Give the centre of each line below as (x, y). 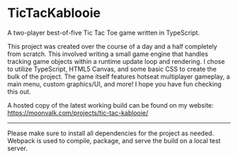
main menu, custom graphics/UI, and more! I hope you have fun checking (114, 84)
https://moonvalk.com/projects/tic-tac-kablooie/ (78, 113)
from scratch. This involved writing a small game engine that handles (108, 54)
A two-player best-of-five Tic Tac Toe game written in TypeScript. (104, 33)
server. (18, 148)
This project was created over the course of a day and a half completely (112, 46)
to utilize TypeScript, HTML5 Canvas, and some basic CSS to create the (112, 69)
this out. (19, 91)
